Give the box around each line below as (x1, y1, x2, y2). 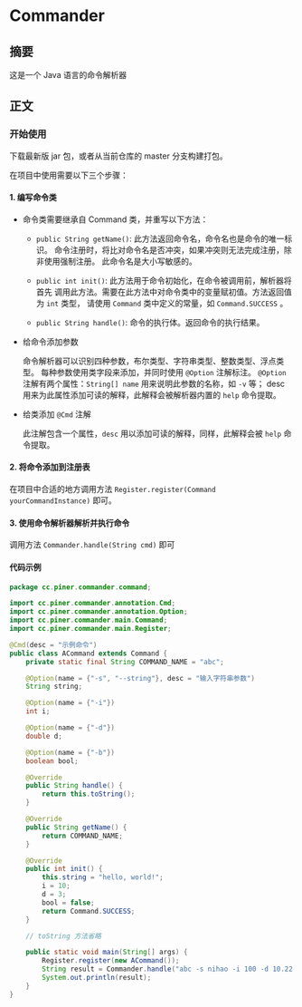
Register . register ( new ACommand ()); (42, 956, 180, 965)
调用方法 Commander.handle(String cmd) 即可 (9, 539, 175, 550)
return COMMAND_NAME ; (42, 831, 124, 840)
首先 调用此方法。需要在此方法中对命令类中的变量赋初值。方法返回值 (35, 286, 292, 297)
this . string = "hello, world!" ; (42, 873, 165, 882)
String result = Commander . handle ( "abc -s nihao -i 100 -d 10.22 (42, 964, 294, 974)
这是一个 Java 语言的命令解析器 (9, 70, 127, 80)
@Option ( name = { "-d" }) (25, 723, 116, 732)
